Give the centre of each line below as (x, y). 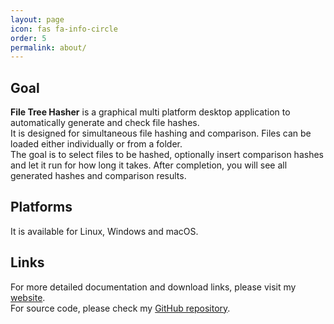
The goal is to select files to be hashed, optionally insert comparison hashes (167, 155)
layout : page (37, 19)
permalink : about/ (48, 47)
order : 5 (28, 38)
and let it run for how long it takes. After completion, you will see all (149, 165)
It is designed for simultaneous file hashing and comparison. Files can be (161, 133)
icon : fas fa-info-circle (64, 29)
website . (28, 297)
